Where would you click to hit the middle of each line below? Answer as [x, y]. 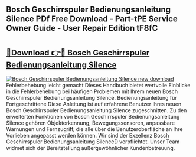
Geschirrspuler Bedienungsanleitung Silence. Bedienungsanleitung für [92, 98]
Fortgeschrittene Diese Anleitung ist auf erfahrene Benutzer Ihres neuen [94, 104]
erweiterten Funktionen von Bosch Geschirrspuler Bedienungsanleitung [93, 117]
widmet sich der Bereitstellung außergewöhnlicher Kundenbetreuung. [91, 148]
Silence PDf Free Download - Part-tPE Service [92, 19]
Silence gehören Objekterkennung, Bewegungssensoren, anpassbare [91, 123]
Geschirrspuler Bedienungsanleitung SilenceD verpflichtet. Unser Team [93, 142]
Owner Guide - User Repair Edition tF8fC [82, 28]
